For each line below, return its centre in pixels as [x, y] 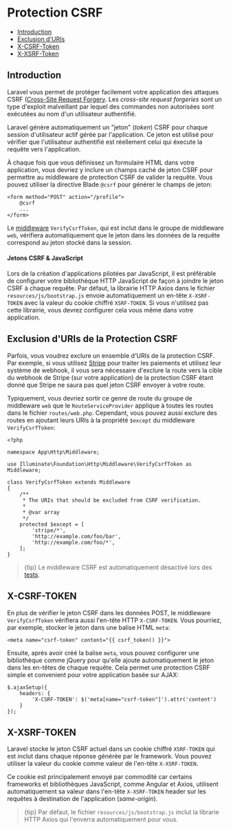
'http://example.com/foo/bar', [77, 536]
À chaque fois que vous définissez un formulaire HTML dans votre [101, 162]
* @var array [41, 512]
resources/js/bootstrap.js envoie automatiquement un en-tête [97, 295]
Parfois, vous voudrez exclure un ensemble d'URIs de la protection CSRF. [111, 355]
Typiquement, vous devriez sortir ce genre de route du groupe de [100, 398]
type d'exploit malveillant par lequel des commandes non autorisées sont [111, 106]
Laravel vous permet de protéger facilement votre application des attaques [113, 92]
